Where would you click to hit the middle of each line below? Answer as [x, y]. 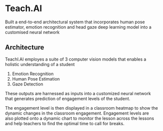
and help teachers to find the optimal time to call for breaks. [65, 123]
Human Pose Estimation [36, 79]
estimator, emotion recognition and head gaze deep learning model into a [78, 27]
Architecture [25, 47]
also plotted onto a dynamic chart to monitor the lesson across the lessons [80, 118]
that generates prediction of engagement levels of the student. [68, 98]
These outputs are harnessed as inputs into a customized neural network [78, 93]
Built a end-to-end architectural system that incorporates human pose [75, 22]
